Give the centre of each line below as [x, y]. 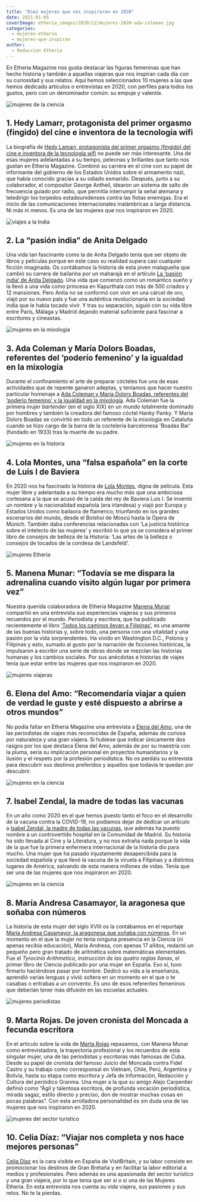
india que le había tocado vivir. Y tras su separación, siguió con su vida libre [99, 305]
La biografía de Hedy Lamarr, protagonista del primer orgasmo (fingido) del [99, 147]
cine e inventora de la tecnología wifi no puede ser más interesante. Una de [99, 153]
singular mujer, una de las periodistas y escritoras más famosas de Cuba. [96, 1057]
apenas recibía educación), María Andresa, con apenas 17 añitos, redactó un [100, 946]
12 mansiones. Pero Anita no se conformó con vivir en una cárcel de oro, [95, 293]
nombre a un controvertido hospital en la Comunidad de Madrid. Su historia [99, 835]
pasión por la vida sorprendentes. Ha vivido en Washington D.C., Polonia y [97, 638]
